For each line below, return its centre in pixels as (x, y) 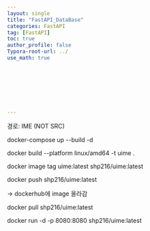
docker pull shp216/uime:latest (50, 207)
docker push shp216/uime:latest (52, 179)
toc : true (21, 39)
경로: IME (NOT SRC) (36, 126)
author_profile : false (39, 45)
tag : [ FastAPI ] (29, 32)
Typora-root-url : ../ (38, 52)
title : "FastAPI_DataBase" (45, 20)
